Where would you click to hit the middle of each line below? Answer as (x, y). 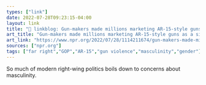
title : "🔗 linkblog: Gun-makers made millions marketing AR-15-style (97, 29)
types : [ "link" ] (27, 12)
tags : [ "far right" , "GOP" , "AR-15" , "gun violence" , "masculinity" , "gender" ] (104, 52)
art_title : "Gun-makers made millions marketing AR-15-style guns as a (100, 35)
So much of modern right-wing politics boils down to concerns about (93, 69)
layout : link (23, 23)
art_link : (19, 40)
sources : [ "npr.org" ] (34, 46)
